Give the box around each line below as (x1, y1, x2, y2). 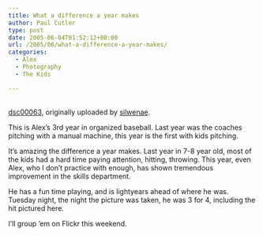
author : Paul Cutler (8, 19, 77, 27)
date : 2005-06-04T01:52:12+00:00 (8, 33, 118, 42)
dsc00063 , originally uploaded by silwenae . (8, 107, 151, 117)
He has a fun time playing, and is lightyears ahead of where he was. (8, 186, 229, 196)
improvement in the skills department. (8, 171, 132, 181)
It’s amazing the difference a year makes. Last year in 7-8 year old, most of (8, 146, 252, 155)
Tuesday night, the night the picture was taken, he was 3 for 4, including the (8, 195, 256, 204)
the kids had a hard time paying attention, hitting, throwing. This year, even (8, 155, 251, 164)
